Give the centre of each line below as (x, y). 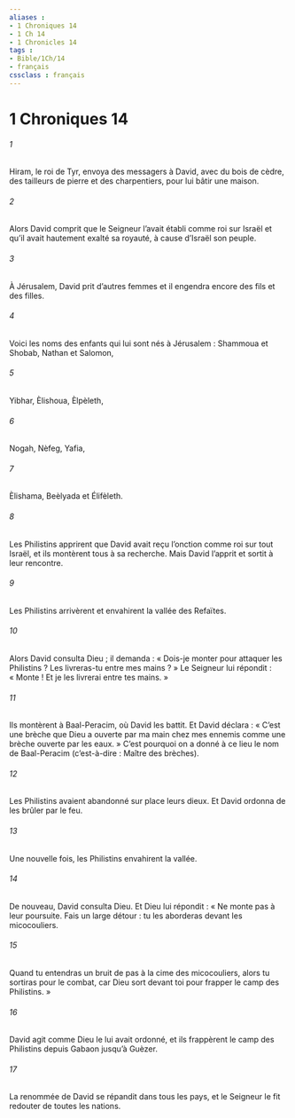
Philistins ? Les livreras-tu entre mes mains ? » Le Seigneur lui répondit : (140, 667)
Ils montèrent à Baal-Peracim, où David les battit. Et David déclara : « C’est (145, 725)
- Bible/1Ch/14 (37, 59)
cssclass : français (47, 75)
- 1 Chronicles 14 (43, 42)
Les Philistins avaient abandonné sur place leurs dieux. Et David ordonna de (147, 801)
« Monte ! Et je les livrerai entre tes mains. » (89, 677)
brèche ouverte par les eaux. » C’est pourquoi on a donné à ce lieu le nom (144, 744)
